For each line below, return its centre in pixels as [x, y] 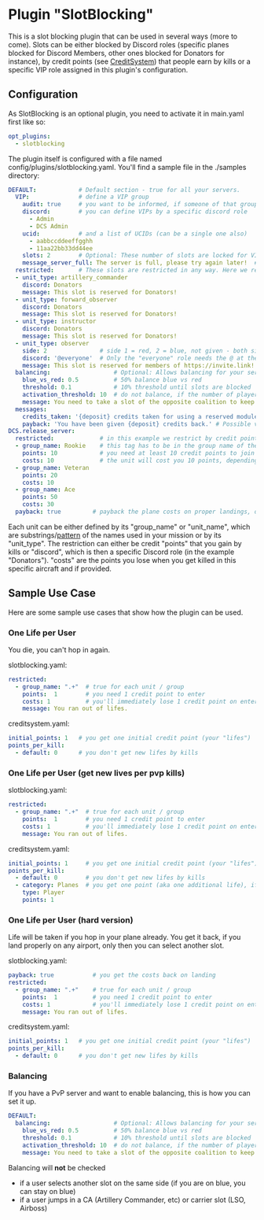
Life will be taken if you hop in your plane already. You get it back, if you [125, 937]
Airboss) [33, 1208]
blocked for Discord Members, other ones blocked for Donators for [117, 53]
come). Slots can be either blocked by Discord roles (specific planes [119, 44]
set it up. [22, 1102]
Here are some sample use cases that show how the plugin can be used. [126, 612]
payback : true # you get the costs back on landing [112, 975]
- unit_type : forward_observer [66, 299]
